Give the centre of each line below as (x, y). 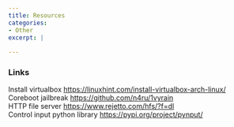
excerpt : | (26, 37)
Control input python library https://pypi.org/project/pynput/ (106, 114)
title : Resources (37, 15)
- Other (21, 30)
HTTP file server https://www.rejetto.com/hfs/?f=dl (91, 106)
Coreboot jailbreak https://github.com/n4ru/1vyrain (91, 98)
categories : (28, 23)
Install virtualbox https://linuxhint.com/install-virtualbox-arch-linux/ (117, 90)
